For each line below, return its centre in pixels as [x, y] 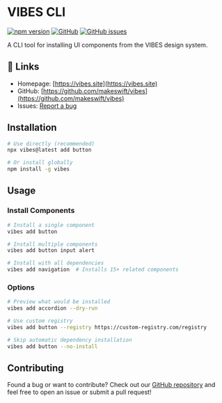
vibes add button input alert [51, 251]
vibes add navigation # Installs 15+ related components [93, 270]
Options [21, 287]
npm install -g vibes [39, 169]
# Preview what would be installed [59, 302]
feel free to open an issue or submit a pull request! [79, 392]
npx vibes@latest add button [49, 150]
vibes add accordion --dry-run [53, 308]
